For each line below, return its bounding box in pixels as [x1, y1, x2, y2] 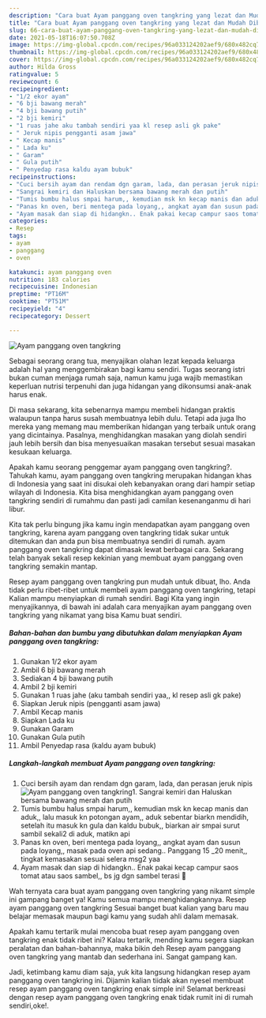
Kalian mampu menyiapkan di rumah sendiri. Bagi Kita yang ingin [9, 593, 220, 603]
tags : [9, 232, 27, 240]
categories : [9, 217, 48, 225]
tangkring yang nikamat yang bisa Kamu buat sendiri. [9, 610, 182, 620]
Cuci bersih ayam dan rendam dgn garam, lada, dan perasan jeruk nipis [20, 779, 253, 788]
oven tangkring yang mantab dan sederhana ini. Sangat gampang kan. [9, 952, 238, 961]
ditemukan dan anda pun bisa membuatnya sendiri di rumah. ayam [9, 536, 226, 546]
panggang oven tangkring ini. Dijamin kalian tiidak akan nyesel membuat [9, 975, 244, 985]
